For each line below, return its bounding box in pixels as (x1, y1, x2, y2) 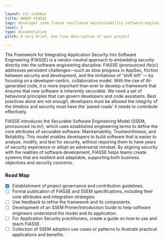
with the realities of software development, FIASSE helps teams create (5, 149, 146, 155)
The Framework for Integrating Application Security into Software (5, 52, 137, 58)
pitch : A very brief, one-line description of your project (5, 34, 130, 39)
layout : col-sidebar (5, 11, 47, 16)
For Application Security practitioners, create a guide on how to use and (12, 215, 157, 221)
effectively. (5, 109, 28, 115)
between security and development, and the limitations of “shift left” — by (5, 73, 154, 78)
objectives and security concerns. (5, 160, 74, 165)
